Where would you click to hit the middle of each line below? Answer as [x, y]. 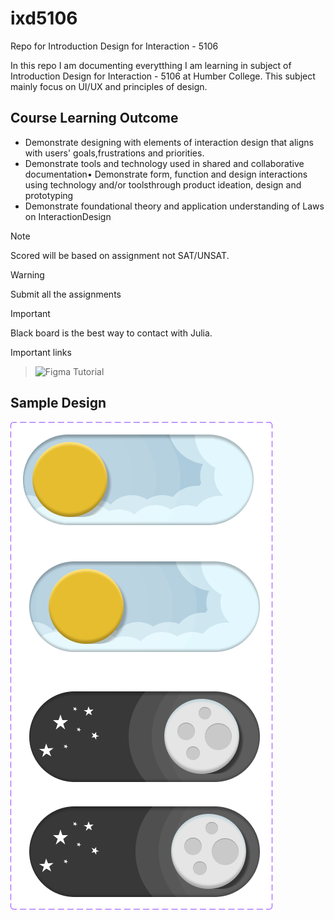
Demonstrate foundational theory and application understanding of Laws [174, 206]
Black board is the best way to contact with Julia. [111, 333]
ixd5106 [44, 18]
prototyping [49, 195]
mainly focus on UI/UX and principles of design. [109, 86]
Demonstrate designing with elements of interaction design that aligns [169, 142]
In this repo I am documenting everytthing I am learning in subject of [151, 65]
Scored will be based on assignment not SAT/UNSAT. [120, 255]
